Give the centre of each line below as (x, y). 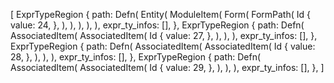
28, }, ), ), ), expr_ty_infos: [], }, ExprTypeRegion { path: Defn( (136, 57)
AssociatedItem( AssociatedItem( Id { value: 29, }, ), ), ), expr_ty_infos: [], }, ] (167, 67)
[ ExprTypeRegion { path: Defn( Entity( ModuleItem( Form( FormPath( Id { (160, 14)
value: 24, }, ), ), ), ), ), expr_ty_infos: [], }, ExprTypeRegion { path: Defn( (157, 25)
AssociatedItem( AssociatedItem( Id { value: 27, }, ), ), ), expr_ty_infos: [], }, (164, 35)
